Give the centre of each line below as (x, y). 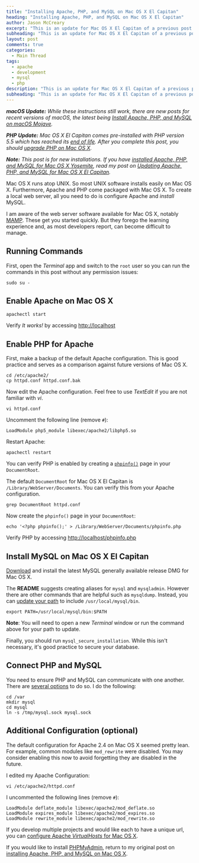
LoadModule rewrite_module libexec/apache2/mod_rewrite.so (81, 819)
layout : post (22, 39)
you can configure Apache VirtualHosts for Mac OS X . (72, 836)
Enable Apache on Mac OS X (60, 301)
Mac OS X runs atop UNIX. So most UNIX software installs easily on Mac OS (99, 183)
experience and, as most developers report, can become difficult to (88, 226)
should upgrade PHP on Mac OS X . (49, 148)
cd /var (16, 697)
